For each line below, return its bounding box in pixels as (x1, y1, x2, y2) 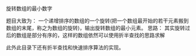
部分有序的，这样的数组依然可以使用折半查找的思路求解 (31, 32, 165, 39)
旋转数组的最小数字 (6, 5, 53, 12)
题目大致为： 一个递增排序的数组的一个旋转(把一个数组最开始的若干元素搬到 (6, 17, 189, 24)
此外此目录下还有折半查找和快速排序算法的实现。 (6, 44, 124, 51)
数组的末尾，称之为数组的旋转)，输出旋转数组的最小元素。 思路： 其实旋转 (6, 25, 185, 31)
